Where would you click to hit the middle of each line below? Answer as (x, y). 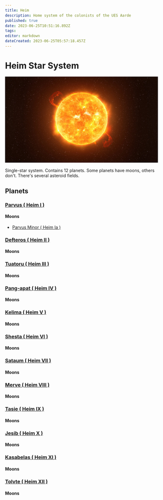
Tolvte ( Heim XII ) (26, 482)
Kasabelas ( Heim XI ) (31, 457)
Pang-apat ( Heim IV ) (31, 288)
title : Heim (17, 10)
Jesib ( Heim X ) (24, 433)
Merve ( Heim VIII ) (27, 385)
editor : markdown (23, 36)
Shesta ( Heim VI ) (27, 337)
